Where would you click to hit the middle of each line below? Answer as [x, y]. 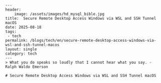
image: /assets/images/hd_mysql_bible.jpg [59, 14]
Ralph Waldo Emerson [27, 67]
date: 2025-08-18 [23, 27]
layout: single [21, 49]
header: [13, 10]
